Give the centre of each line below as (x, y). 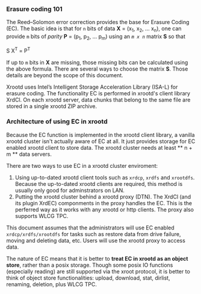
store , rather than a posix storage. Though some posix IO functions (90, 265)
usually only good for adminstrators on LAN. (70, 190)
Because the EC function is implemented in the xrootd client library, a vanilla (100, 135)
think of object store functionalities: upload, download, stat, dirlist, (88, 278)
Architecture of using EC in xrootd (57, 121)
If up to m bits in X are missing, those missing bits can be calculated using (97, 62)
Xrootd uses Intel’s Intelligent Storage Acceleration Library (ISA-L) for (92, 87)
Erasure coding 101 (35, 9)
